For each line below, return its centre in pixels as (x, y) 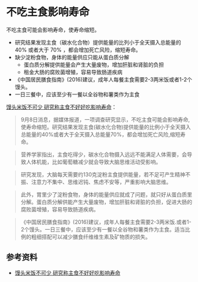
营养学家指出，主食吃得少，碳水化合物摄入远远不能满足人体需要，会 (104, 154)
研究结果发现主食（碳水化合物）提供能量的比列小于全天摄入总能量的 (98, 42)
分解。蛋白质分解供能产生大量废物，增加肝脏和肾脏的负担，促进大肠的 (106, 202)
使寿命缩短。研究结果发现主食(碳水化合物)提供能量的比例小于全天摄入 (106, 127)
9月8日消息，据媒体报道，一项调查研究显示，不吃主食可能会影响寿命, (105, 119)
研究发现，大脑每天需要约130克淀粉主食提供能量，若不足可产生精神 (103, 174)
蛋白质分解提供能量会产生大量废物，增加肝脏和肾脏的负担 (94, 64)
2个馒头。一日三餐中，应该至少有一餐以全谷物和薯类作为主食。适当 (103, 229)
